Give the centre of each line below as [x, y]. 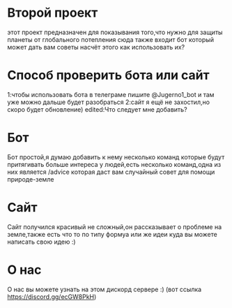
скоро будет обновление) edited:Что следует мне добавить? [97, 109]
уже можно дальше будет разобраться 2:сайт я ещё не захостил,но [109, 102]
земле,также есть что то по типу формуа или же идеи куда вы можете [112, 234]
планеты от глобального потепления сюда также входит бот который [111, 39]
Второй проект [53, 13]
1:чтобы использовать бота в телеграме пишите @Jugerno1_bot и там [111, 94]
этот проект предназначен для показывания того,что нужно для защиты [115, 32]
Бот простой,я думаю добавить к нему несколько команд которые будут [116, 157]
